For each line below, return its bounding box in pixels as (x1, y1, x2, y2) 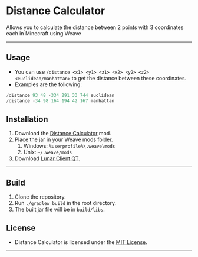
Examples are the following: (14, 81, 82, 88)
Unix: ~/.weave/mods (23, 149, 72, 156)
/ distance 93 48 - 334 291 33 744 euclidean (6, 92, 115, 98)
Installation (6, 114, 48, 124)
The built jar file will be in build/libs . (14, 206, 105, 213)
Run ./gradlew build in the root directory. (14, 200, 117, 207)
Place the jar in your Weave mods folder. (14, 136, 113, 143)
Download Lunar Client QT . (14, 155, 81, 162)
